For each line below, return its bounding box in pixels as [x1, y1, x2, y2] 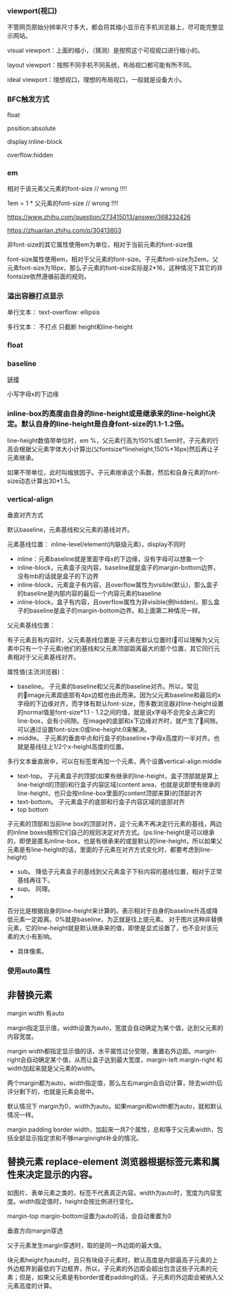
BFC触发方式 [7, 94, 49, 104]
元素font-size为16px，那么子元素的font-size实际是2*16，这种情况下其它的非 [7, 263, 223, 271]
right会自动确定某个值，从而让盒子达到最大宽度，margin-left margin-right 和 [7, 1056, 223, 1064]
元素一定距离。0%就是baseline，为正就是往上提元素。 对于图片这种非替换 [12, 915, 223, 923]
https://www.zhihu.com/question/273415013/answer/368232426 [7, 212, 191, 221]
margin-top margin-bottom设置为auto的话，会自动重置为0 [7, 1211, 172, 1220]
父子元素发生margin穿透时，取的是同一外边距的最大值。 [7, 1241, 166, 1249]
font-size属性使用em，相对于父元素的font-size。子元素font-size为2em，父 [7, 255, 219, 263]
